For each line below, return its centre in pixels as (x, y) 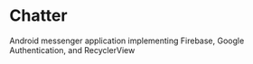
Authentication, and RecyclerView (72, 50)
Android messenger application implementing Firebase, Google (127, 41)
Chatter (38, 16)
